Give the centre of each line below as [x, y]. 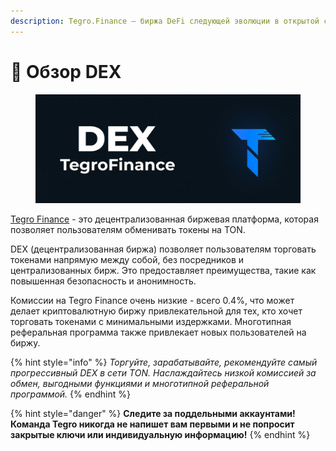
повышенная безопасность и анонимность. [103, 281]
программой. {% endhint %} [70, 394]
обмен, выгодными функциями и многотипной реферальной [140, 384]
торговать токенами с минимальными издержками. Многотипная [151, 322]
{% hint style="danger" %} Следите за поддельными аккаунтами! [153, 414]
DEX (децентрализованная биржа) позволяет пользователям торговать [163, 249]
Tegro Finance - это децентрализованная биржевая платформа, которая [164, 219]
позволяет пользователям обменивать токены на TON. [128, 230]
